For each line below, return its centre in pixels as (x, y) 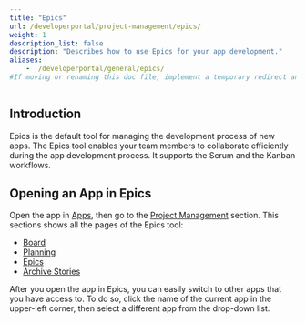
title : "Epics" (38, 18)
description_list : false (56, 43)
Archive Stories (51, 272)
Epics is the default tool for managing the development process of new (143, 136)
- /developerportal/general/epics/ (96, 69)
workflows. (31, 165)
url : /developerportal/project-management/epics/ (106, 26)
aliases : (26, 60)
